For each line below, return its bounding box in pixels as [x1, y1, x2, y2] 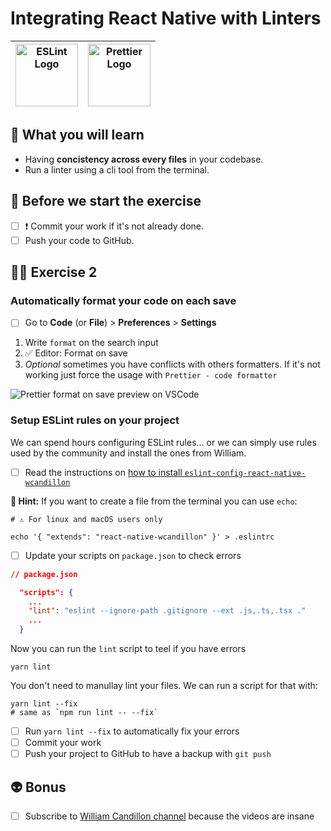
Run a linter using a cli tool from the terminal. [24, 163, 210, 176]
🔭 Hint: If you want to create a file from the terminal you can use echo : [10, 495, 298, 507]
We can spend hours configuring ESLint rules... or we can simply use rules [10, 436, 317, 448]
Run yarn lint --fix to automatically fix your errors [24, 725, 240, 737]
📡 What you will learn [10, 127, 145, 144]
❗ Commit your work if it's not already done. [24, 220, 205, 232]
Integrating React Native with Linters [10, 7, 322, 30]
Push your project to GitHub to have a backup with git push [24, 748, 272, 760]
